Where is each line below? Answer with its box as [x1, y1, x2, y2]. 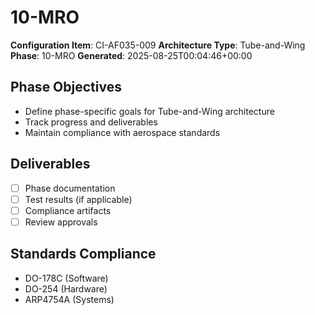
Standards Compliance [10, 246, 157, 263]
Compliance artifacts [24, 204, 112, 216]
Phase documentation [24, 182, 116, 194]
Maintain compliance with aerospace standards [24, 126, 221, 138]
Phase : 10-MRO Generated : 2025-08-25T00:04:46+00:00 [10, 49, 253, 61]
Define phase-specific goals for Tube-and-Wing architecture [24, 105, 275, 117]
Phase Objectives [10, 79, 122, 96]
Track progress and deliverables [24, 116, 158, 128]
